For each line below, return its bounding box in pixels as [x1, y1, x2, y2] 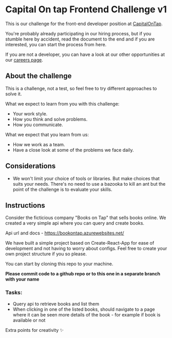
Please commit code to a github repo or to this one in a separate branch [5, 271, 161, 277]
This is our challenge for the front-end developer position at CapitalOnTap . [5, 21, 163, 27]
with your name [5, 276, 40, 283]
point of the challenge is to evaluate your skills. [12, 186, 112, 192]
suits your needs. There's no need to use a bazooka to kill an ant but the [12, 181, 166, 187]
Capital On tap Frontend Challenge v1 [5, 4, 167, 15]
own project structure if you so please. [5, 251, 87, 257]
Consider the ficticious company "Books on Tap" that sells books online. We [5, 214, 166, 221]
